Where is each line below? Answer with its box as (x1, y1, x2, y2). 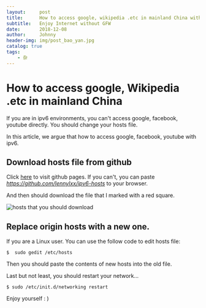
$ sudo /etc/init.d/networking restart (6, 284, 109, 290)
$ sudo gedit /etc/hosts (6, 250, 72, 256)
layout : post (6, 9, 51, 15)
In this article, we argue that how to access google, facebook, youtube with (6, 133, 197, 140)
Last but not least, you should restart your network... (6, 272, 139, 280)
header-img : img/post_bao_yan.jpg (6, 37, 95, 44)
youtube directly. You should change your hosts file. (6, 121, 138, 128)
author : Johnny (6, 32, 56, 38)
